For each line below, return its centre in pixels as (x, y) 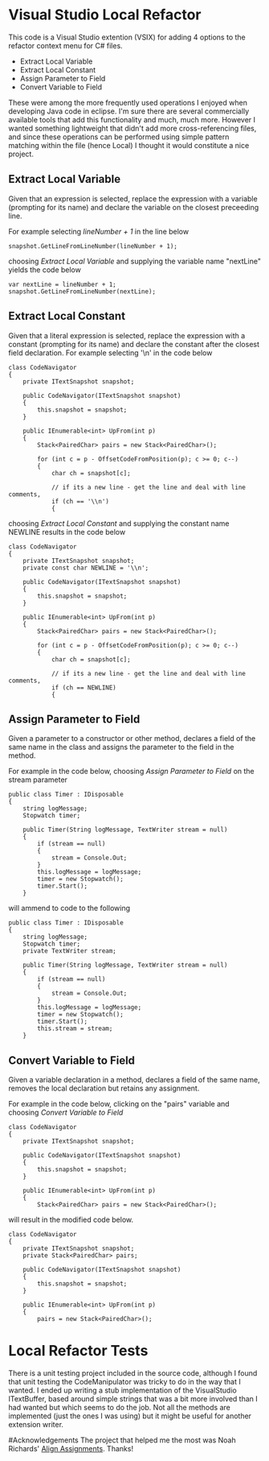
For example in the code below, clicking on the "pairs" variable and (119, 1104)
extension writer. (36, 1425)
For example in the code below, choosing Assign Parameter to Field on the (131, 772)
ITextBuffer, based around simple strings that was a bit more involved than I (133, 1399)
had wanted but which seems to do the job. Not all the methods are (119, 1408)
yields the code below (45, 269)
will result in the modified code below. (71, 1220)
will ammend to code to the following (69, 908)
